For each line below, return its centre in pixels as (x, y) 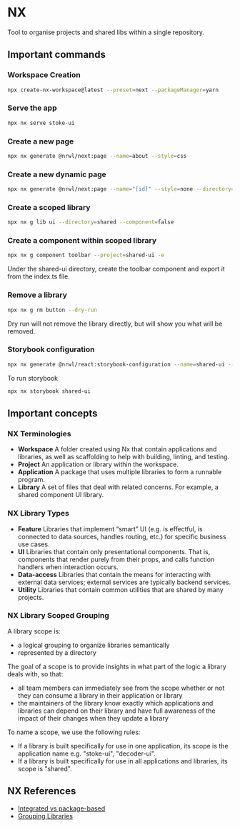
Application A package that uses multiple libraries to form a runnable (120, 472)
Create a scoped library (49, 207)
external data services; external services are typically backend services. (124, 582)
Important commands (56, 55)
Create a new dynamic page (57, 174)
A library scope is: (34, 631)
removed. (21, 331)
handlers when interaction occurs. (68, 567)
